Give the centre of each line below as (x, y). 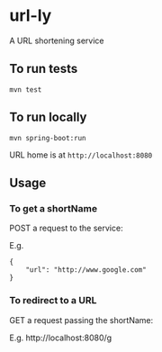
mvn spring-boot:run (48, 138)
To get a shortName (53, 208)
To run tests (44, 69)
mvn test (26, 90)
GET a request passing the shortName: (81, 320)
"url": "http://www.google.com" (86, 270)
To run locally (48, 117)
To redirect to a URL (53, 301)
